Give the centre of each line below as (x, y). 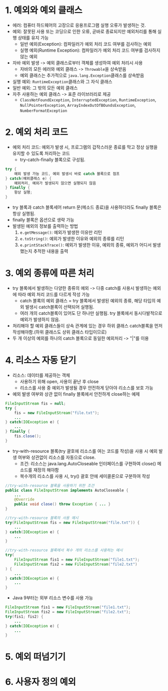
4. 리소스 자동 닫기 (41, 360)
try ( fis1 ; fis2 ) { (24, 617)
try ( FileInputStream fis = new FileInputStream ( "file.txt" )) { (72, 523)
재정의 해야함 (46, 470)
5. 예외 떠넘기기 (35, 657)
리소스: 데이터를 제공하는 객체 (41, 375)
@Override (24, 499)
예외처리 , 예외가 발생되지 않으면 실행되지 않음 (55, 183)
